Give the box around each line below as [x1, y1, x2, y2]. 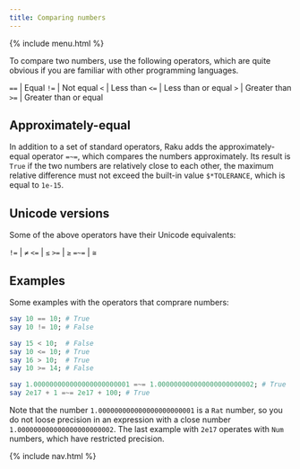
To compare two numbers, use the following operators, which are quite [9, 55, 271, 66]
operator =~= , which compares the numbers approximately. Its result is [31, 151, 291, 162]
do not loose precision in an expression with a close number [9, 414, 231, 425]
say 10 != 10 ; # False [9, 323, 94, 332]
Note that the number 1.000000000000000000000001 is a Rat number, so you [9, 405, 284, 416]
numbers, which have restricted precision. [9, 433, 165, 445]
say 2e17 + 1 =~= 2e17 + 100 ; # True [9, 388, 150, 398]
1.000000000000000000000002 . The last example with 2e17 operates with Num [9, 424, 284, 435]
